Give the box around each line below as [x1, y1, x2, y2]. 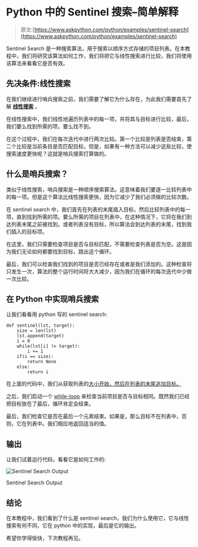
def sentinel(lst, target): [6, 323, 75, 328]
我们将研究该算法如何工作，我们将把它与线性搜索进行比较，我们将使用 [21, 52, 192, 59]
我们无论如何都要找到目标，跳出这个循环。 [11, 248, 115, 255]
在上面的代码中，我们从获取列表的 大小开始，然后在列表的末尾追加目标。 [6, 380, 181, 388]
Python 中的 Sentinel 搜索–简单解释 [6, 5, 179, 19]
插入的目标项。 [11, 228, 48, 235]
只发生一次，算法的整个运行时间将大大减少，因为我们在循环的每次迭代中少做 [6, 268, 192, 275]
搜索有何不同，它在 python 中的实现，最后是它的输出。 [6, 522, 140, 529]
